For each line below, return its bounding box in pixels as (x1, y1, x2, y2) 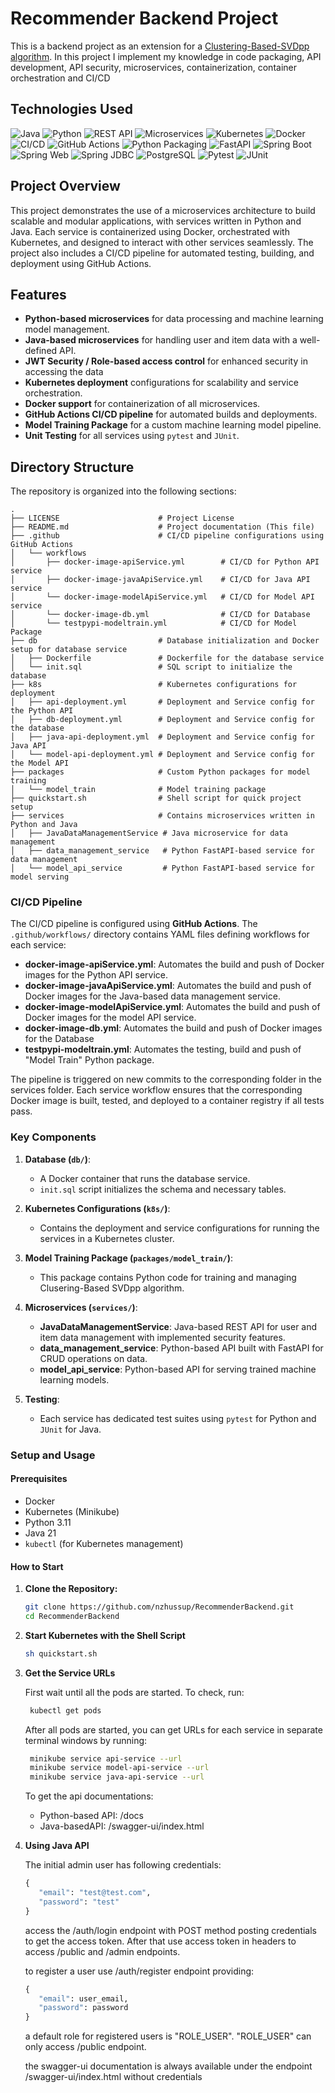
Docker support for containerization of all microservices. (24, 398, 261, 410)
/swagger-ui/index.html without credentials (24, 2071, 203, 2083)
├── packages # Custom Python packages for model (10, 767, 311, 777)
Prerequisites (10, 1473, 68, 1485)
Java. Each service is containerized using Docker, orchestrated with (10, 225, 290, 237)
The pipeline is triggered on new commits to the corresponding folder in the (10, 1073, 322, 1086)
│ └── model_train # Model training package (10, 785, 267, 795)
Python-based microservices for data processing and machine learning (24, 313, 324, 325)
